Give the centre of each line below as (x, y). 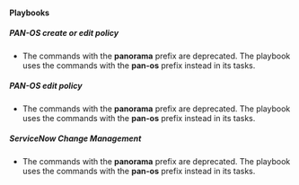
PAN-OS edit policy (46, 86)
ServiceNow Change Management (75, 138)
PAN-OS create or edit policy (64, 33)
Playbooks (30, 13)
